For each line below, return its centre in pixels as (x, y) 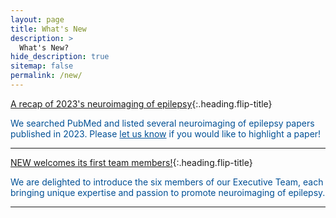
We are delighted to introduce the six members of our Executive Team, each (167, 182)
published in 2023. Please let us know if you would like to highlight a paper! (166, 133)
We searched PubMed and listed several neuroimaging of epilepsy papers (162, 123)
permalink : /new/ (46, 76)
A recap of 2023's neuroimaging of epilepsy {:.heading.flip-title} (141, 103)
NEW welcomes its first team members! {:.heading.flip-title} (131, 162)
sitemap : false (42, 66)
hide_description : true (60, 57)
